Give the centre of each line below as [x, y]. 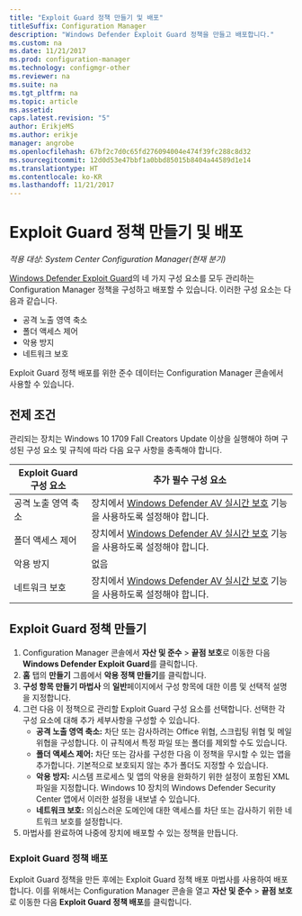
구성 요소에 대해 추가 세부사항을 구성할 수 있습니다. [111, 720]
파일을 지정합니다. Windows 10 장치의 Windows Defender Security [155, 787]
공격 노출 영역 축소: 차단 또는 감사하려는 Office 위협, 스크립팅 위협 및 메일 [164, 731]
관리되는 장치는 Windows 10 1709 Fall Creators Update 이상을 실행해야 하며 [144, 439]
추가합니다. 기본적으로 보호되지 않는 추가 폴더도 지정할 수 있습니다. [152, 765]
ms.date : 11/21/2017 [48, 51]
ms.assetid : [31, 110]
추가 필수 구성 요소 [190, 480]
